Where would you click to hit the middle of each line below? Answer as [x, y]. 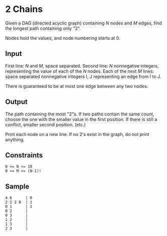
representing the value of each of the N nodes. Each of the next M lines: [80, 71]
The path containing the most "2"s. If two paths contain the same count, [80, 114]
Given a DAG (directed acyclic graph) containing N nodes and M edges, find [83, 23]
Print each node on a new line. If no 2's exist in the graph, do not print [77, 134]
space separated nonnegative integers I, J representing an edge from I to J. [83, 76]
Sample [17, 186]
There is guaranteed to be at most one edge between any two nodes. [77, 86]
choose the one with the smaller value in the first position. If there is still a [81, 119]
